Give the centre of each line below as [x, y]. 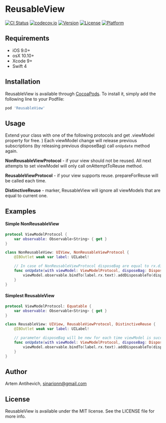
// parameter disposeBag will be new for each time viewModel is [83, 338]
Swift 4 [20, 66]
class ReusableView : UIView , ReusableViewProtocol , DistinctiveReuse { [80, 324]
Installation [23, 82]
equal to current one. [26, 196]
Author [16, 372]
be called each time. [26, 181]
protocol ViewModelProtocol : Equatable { [48, 306]
